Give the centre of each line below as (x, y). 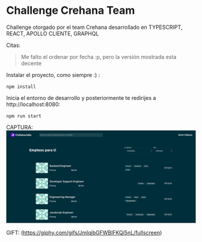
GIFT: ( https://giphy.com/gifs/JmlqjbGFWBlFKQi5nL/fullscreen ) (84, 233)
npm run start (24, 116)
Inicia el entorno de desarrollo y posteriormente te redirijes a (81, 98)
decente (31, 63)
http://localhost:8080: (33, 104)
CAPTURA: (20, 127)
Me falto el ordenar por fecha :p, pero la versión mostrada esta (99, 57)
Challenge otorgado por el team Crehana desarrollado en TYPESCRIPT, (94, 27)
